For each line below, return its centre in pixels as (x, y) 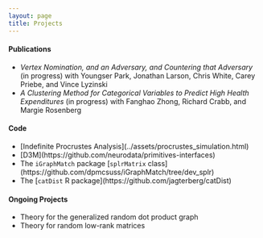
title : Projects (35, 23)
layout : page (30, 16)
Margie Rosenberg (51, 110)
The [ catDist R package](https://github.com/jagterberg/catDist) (125, 180)
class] (158, 163)
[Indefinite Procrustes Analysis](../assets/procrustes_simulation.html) (134, 146)
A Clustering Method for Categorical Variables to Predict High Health (134, 93)
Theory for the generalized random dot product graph (109, 217)
